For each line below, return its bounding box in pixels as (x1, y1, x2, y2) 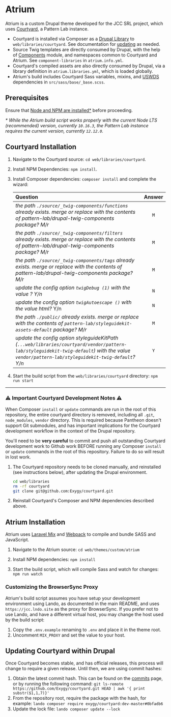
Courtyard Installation (5, 142, 77, 151)
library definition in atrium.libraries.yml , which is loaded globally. (12, 68, 154, 74)
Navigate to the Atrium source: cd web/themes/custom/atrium (12, 547, 140, 553)
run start (12, 378, 34, 383)
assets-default (15, 327, 52, 333)
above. (12, 503, 27, 509)
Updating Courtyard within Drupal (5, 646, 116, 655)
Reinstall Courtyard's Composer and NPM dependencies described (12, 498, 154, 504)
